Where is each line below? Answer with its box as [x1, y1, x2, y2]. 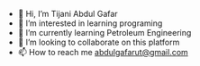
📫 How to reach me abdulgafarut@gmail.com [17, 47, 189, 57]
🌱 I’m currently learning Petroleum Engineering [17, 28, 192, 37]
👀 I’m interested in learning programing [17, 18, 163, 29]
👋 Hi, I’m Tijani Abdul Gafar [17, 9, 119, 19]
